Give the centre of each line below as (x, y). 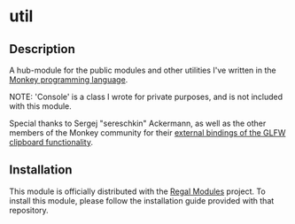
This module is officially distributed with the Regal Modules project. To (137, 191)
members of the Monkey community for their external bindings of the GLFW (147, 133)
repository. (29, 210)
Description (42, 49)
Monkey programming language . (69, 80)
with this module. (41, 106)
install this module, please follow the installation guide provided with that (142, 200)
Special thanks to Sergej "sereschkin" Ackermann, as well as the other (138, 123)
